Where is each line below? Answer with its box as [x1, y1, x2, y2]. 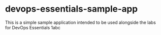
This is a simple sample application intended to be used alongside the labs [5, 19, 156, 25]
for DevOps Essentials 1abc [5, 24, 61, 30]
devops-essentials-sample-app [5, 3, 138, 15]
